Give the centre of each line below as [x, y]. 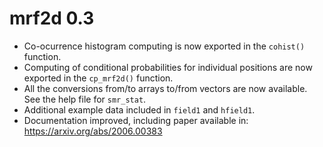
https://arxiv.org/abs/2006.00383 [93, 131]
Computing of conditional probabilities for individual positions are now [168, 67]
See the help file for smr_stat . [85, 99]
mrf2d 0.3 [52, 18]
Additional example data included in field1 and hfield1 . [139, 109]
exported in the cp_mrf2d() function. [98, 78]
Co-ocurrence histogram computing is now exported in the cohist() [164, 46]
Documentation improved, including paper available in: [136, 120]
